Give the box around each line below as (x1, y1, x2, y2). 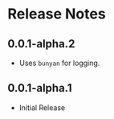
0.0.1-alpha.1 (7, 81, 73, 95)
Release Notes (7, 5, 106, 23)
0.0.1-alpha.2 (7, 37, 75, 51)
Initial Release (18, 102, 66, 113)
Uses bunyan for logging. (18, 58, 100, 68)
